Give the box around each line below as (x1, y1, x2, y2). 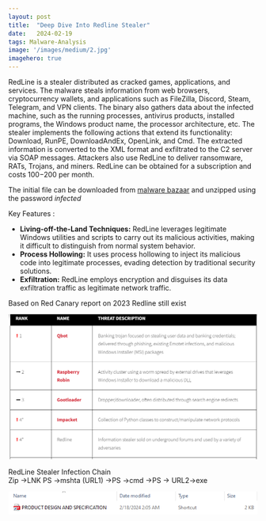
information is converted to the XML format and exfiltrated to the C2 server (8, 145, 253, 154)
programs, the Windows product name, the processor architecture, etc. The (8, 120, 255, 128)
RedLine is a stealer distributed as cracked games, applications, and (8, 78, 231, 86)
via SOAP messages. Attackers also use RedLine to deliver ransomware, (8, 153, 243, 162)
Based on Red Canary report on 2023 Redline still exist (8, 299, 187, 308)
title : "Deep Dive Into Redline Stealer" (8, 21, 150, 29)
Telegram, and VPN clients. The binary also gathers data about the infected (8, 103, 254, 112)
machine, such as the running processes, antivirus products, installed (8, 111, 235, 120)
